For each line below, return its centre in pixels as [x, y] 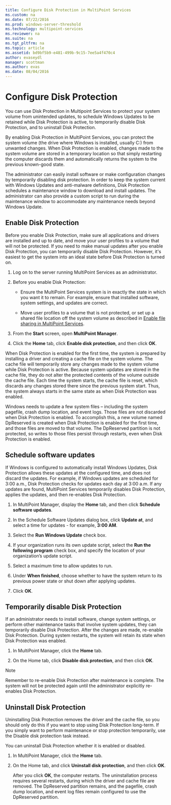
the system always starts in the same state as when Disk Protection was [81, 391]
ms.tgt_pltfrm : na [25, 43]
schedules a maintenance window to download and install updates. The [80, 190]
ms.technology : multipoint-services [44, 29]
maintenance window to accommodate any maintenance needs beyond [80, 201]
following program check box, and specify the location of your [79, 550]
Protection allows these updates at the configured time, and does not [78, 473]
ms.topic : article [25, 48]
